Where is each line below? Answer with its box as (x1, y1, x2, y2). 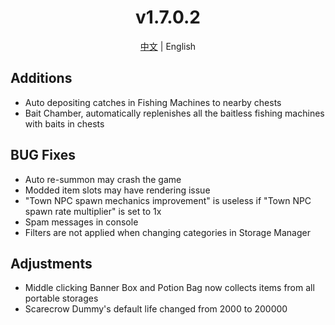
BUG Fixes (10, 147, 77, 164)
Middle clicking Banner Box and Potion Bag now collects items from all (24, 282, 315, 294)
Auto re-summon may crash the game (24, 173, 182, 185)
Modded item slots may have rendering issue (24, 184, 211, 196)
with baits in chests (24, 117, 105, 130)
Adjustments (10, 255, 93, 272)
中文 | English (139, 40, 197, 52)
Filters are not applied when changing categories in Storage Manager (24, 226, 311, 238)
